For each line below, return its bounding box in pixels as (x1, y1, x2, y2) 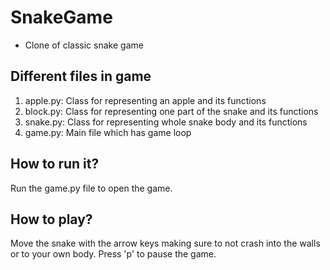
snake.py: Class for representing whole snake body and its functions (24, 116, 308, 128)
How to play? (10, 211, 93, 228)
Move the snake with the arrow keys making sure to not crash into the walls (10, 237, 321, 250)
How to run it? (10, 156, 100, 173)
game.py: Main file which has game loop (24, 126, 192, 138)
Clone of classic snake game (24, 39, 144, 51)
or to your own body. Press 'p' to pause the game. (10, 248, 217, 260)
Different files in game (10, 68, 152, 85)
